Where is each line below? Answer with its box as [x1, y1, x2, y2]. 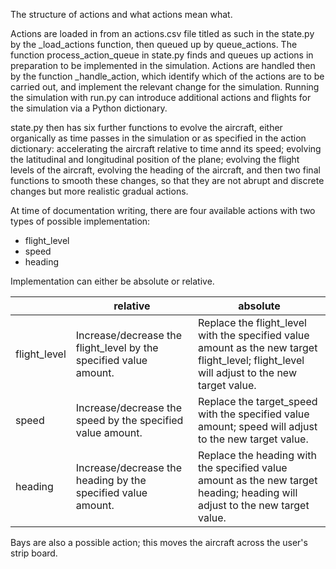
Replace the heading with [197, 449, 317, 462]
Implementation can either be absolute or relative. [10, 275, 215, 287]
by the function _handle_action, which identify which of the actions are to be [10, 70, 325, 82]
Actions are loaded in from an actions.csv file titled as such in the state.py [10, 28, 315, 39]
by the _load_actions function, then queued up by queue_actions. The [10, 39, 298, 50]
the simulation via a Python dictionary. [10, 102, 168, 114]
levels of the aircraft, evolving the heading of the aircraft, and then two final [10, 164, 321, 176]
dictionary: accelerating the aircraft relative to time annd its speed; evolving [10, 143, 322, 154]
